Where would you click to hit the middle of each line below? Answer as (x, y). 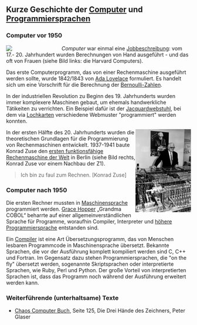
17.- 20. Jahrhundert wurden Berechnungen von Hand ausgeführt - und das (97, 55)
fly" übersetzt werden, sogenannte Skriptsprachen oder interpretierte (90, 264)
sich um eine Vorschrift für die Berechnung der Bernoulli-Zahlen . (84, 84)
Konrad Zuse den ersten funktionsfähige (55, 151)
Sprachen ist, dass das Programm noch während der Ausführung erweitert (96, 276)
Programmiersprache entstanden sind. (52, 228)
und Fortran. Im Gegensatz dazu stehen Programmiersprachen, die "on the (96, 258)
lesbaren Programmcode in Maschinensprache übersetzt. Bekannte (88, 245)
